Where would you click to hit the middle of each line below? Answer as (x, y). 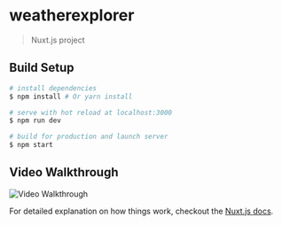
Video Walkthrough (64, 172)
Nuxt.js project (58, 40)
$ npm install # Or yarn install (71, 97)
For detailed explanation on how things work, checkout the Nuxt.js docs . (141, 211)
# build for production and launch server (89, 137)
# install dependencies (53, 88)
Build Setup (42, 68)
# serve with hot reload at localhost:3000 (91, 112)
